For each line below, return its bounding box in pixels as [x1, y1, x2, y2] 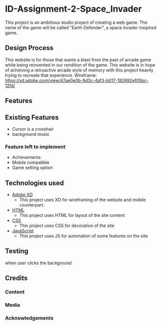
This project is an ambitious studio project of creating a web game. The [5, 19, 148, 25]
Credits [5, 274, 28, 282]
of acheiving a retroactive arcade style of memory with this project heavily [5, 67, 154, 73]
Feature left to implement [5, 143, 65, 150]
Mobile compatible [12, 159, 49, 166]
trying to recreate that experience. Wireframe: [5, 72, 97, 78]
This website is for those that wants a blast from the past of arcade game [5, 57, 151, 63]
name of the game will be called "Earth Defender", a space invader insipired [5, 24, 157, 30]
